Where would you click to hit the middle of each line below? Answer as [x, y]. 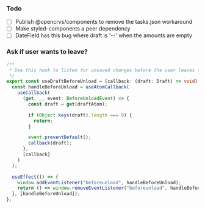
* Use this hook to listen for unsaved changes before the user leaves [102, 70]
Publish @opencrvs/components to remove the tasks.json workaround [104, 22]
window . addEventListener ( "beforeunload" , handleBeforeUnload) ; [99, 182]
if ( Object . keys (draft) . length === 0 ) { [80, 115]
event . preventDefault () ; [60, 138]
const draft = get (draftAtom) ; [68, 104]
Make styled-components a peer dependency [73, 29]
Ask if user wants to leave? [47, 52]
